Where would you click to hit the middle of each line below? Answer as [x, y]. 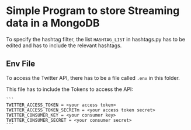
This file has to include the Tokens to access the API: [70, 89]
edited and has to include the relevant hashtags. [64, 45]
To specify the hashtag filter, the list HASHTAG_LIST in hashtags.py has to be [96, 39]
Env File [21, 64]
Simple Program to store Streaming [93, 11]
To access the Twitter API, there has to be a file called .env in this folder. [93, 78]
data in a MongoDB [53, 23]
